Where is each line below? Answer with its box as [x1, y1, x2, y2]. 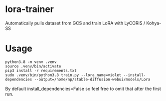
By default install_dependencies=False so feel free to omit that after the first [5, 85, 161, 91]
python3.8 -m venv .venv [5, 59, 57, 64]
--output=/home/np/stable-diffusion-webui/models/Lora [34, 76, 151, 82]
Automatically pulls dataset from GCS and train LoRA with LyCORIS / [5, 20, 146, 26]
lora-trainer [5, 3, 54, 15]
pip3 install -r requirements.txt [5, 68, 77, 73]
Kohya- [146, 20, 162, 26]
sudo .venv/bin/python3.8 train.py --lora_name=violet [5, 72, 122, 77]
